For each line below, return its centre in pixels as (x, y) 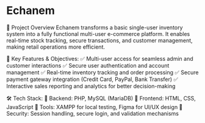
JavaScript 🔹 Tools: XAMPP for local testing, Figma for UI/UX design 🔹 (95, 107)
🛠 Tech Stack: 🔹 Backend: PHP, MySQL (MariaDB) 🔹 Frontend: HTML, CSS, (101, 98)
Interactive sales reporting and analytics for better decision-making (91, 86)
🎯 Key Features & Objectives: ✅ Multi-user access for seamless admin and (100, 58)
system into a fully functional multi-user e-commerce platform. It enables (98, 33)
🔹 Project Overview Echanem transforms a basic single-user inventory (95, 27)
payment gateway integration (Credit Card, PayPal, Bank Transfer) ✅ (92, 79)
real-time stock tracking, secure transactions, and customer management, (100, 40)
